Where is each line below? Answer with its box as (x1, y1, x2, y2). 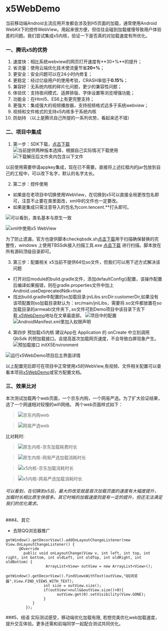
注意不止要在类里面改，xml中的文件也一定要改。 (21, 198, 121, 204)
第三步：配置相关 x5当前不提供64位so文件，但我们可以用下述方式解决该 (12, 259, 161, 265)
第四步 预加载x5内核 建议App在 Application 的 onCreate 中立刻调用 (12, 329, 150, 335)
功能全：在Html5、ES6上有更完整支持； (12, 96, 95, 102)
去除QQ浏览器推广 (12, 528, 51, 534)
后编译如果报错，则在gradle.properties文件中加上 (12, 282, 114, 288)
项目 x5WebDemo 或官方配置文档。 (14, 369, 84, 375)
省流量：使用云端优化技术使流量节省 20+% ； (12, 65, 105, 71)
